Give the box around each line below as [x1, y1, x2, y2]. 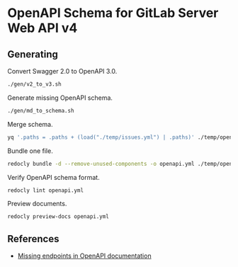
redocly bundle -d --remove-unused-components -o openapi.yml [7, 160, 195, 167]
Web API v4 [7, 20, 78, 36]
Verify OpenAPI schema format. [7, 173, 101, 181]
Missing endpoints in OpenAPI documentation [17, 251, 152, 260]
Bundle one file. [7, 147, 53, 155]
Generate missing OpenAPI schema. [7, 93, 113, 102]
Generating [7, 48, 59, 60]
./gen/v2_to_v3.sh [7, 81, 62, 88]
